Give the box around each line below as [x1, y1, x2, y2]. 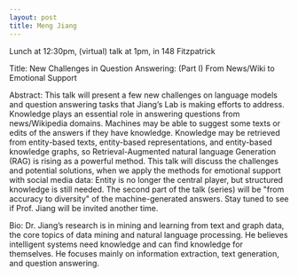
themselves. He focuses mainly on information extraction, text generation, [9, 248, 279, 258]
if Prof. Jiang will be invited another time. [9, 202, 159, 213]
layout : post [9, 12, 58, 22]
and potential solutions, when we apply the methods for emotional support [9, 165, 281, 176]
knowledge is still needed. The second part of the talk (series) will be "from [9, 184, 285, 194]
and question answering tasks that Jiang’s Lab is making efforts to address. [9, 99, 286, 109]
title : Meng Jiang [9, 21, 77, 30]
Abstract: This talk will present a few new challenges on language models [9, 90, 278, 100]
